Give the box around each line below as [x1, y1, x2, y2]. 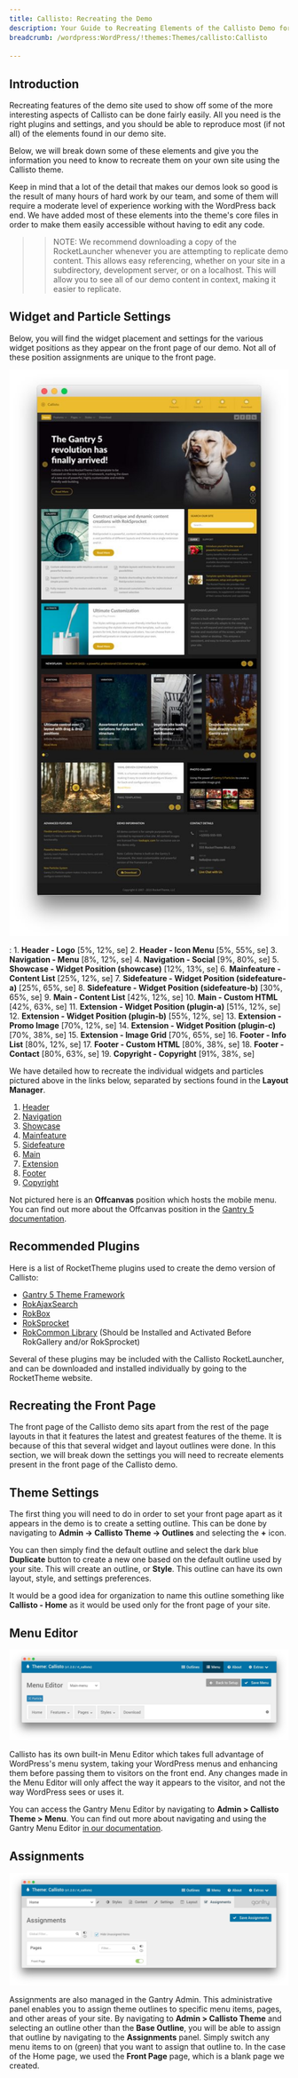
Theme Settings [9, 1485, 99, 1500]
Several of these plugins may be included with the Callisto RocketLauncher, [9, 1353, 285, 1364]
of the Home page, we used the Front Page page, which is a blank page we [9, 2051, 286, 2062]
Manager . [9, 1084, 46, 1095]
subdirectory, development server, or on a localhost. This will [52, 265, 277, 275]
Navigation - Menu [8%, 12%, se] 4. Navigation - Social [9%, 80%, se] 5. [9, 954, 279, 964]
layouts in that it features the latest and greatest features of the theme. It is [9, 1431, 282, 1442]
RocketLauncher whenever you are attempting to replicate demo [52, 246, 289, 257]
